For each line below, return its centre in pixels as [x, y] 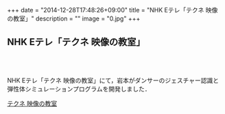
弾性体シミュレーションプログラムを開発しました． [79, 89]
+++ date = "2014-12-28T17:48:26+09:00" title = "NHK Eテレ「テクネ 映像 [113, 10]
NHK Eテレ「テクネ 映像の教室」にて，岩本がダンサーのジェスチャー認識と [113, 80]
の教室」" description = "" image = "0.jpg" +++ [74, 18]
